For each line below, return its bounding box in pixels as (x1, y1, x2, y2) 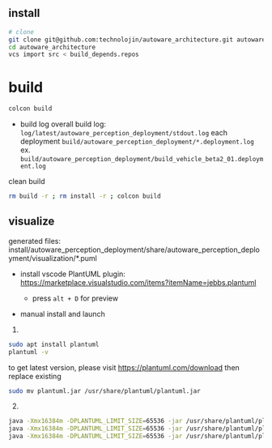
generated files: (8, 236, 61, 245)
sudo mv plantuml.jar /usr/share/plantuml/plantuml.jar (8, 386, 201, 395)
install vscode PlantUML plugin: (19, 269, 125, 279)
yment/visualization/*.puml (8, 253, 97, 262)
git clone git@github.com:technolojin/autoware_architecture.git (8, 36, 233, 44)
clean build (8, 177, 45, 186)
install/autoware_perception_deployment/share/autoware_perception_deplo (8, 245, 261, 254)
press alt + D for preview (32, 293, 119, 303)
